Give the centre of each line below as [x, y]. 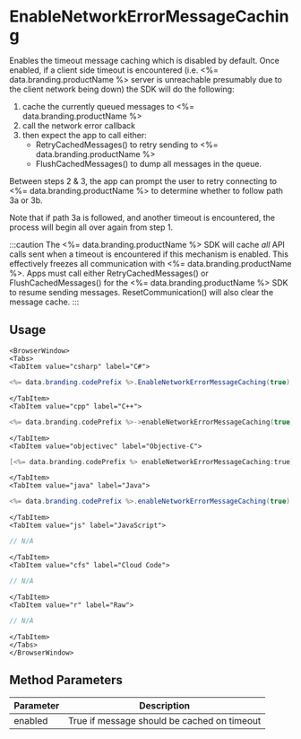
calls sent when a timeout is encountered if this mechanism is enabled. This [149, 254]
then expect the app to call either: [85, 135]
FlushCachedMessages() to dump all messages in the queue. [149, 163]
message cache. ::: [44, 302]
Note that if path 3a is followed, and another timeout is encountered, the [142, 217]
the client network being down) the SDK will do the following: [122, 89]
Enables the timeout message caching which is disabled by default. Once [144, 60]
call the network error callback [79, 125]
